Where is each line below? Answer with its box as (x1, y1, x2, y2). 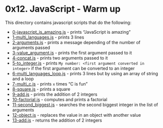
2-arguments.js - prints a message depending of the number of (12, 39, 141, 45)
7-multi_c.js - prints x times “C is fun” (12, 81, 88, 86)
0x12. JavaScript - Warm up (5, 3, 121, 15)
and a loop (12, 76, 34, 82)
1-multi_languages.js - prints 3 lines (12, 34, 84, 40)
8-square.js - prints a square (12, 86, 70, 92)
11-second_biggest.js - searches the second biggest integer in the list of (12, 102, 158, 107)
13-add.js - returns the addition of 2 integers (12, 117, 102, 123)
